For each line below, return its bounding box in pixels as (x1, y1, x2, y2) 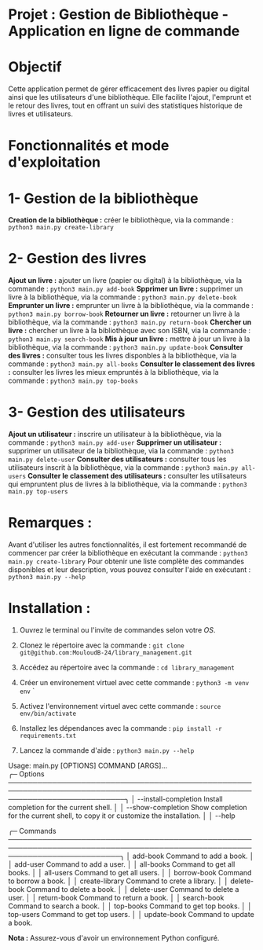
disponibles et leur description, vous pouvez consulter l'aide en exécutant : (8, 565, 251, 574)
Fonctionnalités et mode (8, 137, 170, 155)
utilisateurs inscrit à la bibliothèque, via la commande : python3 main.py (8, 463, 239, 472)
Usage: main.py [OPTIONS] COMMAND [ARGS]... (8, 761, 168, 770)
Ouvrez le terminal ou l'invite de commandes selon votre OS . (19, 625, 216, 634)
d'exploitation (8, 153, 101, 171)
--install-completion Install (137, 794, 223, 803)
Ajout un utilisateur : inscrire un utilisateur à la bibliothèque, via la (8, 430, 222, 439)
